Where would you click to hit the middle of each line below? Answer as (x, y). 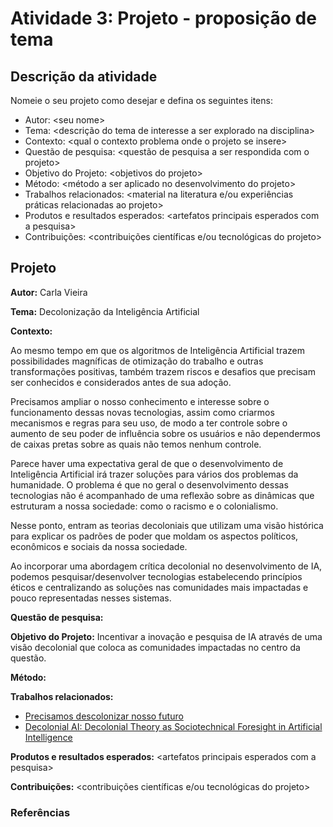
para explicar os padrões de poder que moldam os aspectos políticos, (154, 536)
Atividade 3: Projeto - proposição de (163, 18)
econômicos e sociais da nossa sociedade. (99, 546)
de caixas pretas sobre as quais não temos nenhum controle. (136, 444)
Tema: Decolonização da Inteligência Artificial (105, 311)
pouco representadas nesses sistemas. (91, 598)
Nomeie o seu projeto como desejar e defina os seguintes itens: (141, 100)
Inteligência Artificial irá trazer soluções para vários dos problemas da (154, 474)
